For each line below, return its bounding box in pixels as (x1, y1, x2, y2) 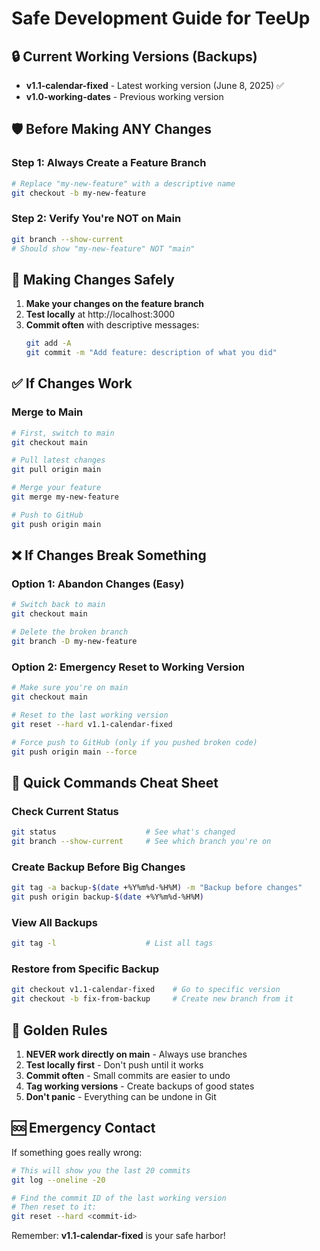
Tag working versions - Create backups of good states (25, 1080, 255, 1092)
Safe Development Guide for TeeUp (11, 7, 311, 30)
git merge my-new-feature (11, 492, 119, 502)
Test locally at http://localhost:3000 (25, 308, 176, 321)
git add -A (25, 338, 72, 349)
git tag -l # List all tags (11, 938, 214, 949)
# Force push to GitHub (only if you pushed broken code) (11, 737, 258, 747)
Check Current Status (11, 804, 119, 818)
